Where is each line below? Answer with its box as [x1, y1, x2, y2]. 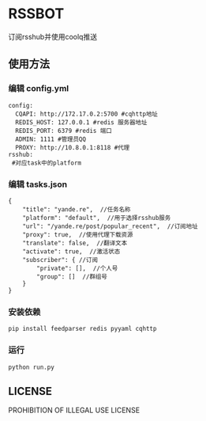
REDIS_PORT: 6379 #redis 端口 [15, 127, 112, 135]
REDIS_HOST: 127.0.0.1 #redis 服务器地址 [15, 118, 148, 127]
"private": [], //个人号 [36, 264, 118, 272]
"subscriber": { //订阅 [22, 256, 99, 264]
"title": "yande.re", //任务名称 [22, 205, 132, 214]
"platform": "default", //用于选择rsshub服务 [22, 214, 171, 222]
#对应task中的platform [11, 159, 81, 167]
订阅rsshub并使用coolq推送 [8, 32, 97, 41]
